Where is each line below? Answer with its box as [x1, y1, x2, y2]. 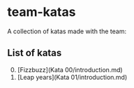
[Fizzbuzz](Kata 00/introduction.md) [17, 65, 124, 73]
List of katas [7, 47, 62, 59]
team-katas [7, 4, 76, 20]
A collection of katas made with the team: [7, 27, 127, 35]
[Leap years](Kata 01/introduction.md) [17, 73, 128, 81]
